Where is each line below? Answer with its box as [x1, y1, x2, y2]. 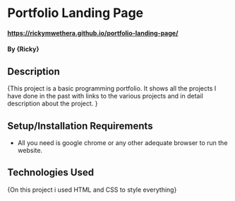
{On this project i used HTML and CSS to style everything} [7, 185, 177, 194]
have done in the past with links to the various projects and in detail [7, 92, 203, 100]
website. [17, 147, 43, 154]
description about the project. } [7, 99, 98, 108]
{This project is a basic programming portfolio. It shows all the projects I [7, 84, 217, 93]
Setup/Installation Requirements [7, 120, 153, 132]
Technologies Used [7, 166, 94, 178]
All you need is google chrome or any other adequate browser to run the [17, 139, 228, 147]
